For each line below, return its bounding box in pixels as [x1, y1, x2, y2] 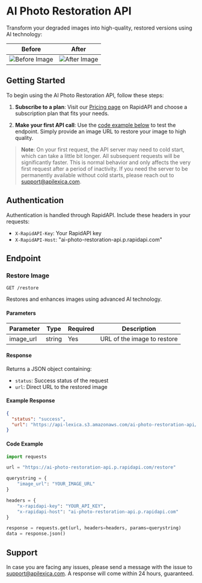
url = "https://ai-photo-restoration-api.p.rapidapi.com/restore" [6, 464, 176, 471]
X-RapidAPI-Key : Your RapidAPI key [14, 229, 102, 236]
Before [21, 45, 41, 53]
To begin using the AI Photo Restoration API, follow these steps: [6, 92, 164, 99]
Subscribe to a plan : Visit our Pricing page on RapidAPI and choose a [14, 103, 188, 110]
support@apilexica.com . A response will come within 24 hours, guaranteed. [6, 570, 194, 577]
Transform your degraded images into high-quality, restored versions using [6, 24, 192, 31]
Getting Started [6, 75, 66, 86]
